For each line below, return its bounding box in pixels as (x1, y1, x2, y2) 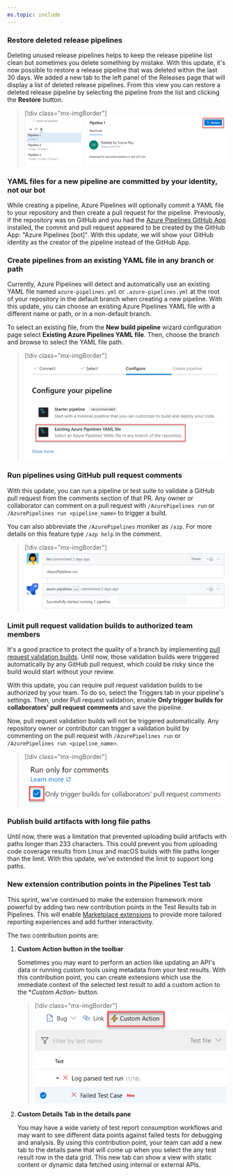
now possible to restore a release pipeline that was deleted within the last (7, 66, 218, 74)
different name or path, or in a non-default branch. (7, 310, 152, 318)
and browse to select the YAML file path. (7, 338, 124, 347)
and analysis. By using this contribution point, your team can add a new (17, 1138, 223, 1147)
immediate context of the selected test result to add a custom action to (17, 980, 220, 988)
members (7, 630, 40, 640)
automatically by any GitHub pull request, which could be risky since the (7, 660, 214, 669)
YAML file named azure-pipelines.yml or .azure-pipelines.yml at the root (7, 287, 220, 296)
